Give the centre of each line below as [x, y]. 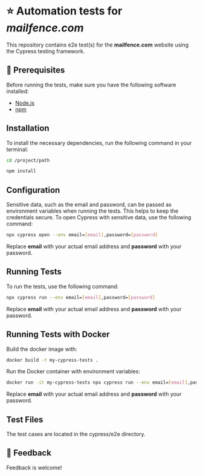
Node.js [25, 103]
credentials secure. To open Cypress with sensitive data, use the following [99, 217]
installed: [18, 91]
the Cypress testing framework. [46, 51]
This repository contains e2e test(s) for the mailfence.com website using [98, 45]
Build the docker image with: [42, 349]
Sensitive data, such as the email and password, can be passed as [89, 205]
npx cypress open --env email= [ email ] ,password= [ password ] [82, 235]
